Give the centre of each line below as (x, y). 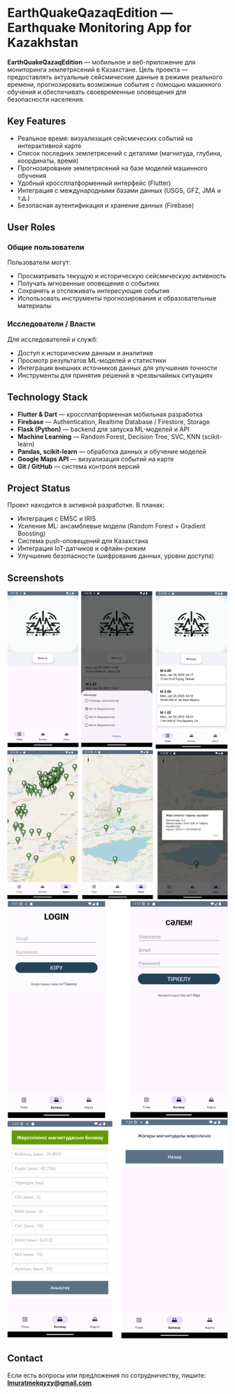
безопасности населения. (46, 99)
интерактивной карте (49, 146)
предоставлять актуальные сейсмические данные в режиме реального (115, 77)
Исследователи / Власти (51, 324)
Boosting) (31, 533)
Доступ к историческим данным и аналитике (85, 353)
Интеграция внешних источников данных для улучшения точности (117, 368)
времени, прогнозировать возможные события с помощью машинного (114, 84)
